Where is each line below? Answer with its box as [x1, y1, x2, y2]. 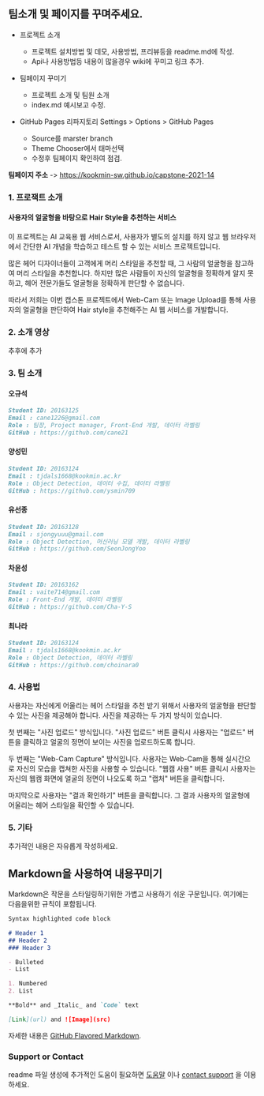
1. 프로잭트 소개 [8, 192, 63, 203]
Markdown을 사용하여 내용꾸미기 [8, 867, 163, 880]
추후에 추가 [8, 346, 43, 355]
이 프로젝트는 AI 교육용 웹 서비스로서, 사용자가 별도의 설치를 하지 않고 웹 [8, 231, 229, 241]
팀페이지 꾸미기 [19, 73, 67, 83]
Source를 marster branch [31, 133, 113, 143]
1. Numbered [8, 980, 47, 988]
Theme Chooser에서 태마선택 [31, 143, 125, 152]
